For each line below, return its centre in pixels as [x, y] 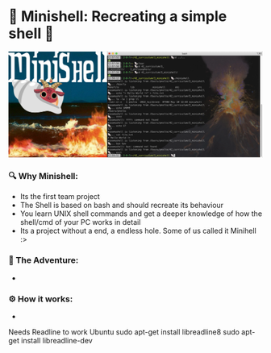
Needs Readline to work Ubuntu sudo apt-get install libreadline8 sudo [124, 332]
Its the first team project [60, 197]
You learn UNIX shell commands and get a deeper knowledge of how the [141, 214]
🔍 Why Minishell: [43, 176]
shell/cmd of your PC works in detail [80, 222]
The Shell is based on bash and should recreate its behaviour [122, 206]
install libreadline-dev [57, 340]
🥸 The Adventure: [44, 260]
